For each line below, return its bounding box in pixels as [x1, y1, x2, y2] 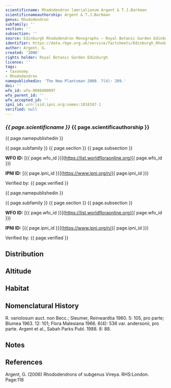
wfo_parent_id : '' [5, 93, 44, 98]
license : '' [5, 60, 31, 65]
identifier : [5, 41, 31, 46]
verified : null [5, 107, 38, 112]
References [5, 358, 43, 367]
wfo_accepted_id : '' [5, 97, 49, 102]
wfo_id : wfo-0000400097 [5, 88, 56, 93]
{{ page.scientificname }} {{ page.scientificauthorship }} [5, 123, 150, 130]
